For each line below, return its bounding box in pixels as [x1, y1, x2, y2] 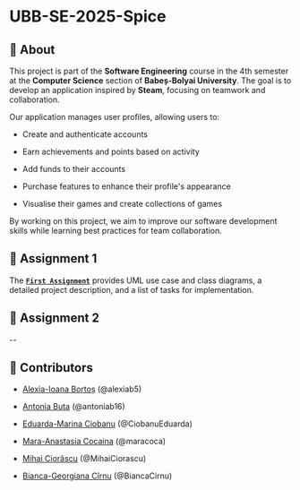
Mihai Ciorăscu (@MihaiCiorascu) [21, 453, 147, 464]
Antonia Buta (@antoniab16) [21, 401, 125, 412]
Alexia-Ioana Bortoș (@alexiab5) [21, 383, 142, 395]
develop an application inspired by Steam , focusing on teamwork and [9, 85, 266, 95]
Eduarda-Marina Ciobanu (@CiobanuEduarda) [21, 418, 193, 429]
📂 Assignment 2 [9, 311, 100, 326]
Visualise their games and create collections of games [21, 199, 222, 209]
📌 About [9, 42, 56, 57]
